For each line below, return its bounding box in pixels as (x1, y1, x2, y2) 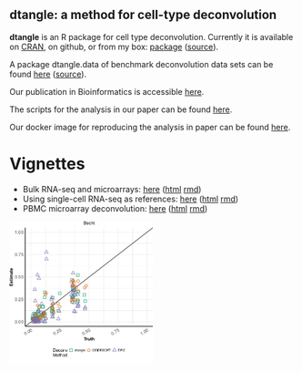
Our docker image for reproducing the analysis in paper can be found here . (9, 121, 291, 132)
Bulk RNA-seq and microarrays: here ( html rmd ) (22, 183, 202, 194)
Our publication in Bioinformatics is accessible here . (9, 86, 205, 97)
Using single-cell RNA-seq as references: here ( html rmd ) (22, 193, 239, 204)
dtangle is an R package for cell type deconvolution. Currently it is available (9, 31, 294, 42)
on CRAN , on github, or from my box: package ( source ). (9, 41, 219, 52)
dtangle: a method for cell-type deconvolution (9, 7, 277, 23)
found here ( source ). (9, 68, 87, 79)
